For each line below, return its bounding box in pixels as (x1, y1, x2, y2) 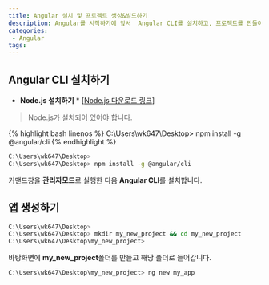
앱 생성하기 (8, 201, 60, 215)
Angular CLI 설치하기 (8, 73, 110, 86)
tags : (8, 42, 26, 49)
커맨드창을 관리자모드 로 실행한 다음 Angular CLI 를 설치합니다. (8, 175, 203, 184)
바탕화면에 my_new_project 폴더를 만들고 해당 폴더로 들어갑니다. (8, 253, 212, 263)
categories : (8, 26, 48, 34)
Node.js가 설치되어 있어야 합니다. (27, 113, 133, 122)
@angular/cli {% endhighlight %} (8, 137, 117, 146)
